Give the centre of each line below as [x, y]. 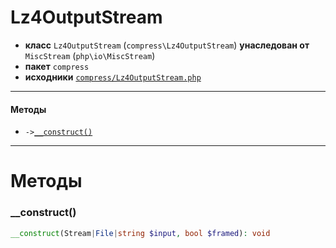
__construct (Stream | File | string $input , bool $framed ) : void [140, 233]
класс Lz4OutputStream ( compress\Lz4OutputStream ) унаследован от [167, 45]
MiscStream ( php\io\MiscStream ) [90, 55]
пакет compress [57, 66]
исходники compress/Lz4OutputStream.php [113, 77]
